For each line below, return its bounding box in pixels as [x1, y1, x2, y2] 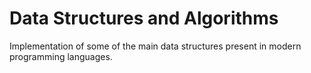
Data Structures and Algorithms [9, 7, 279, 30]
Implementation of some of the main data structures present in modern [9, 40, 302, 52]
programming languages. [9, 50, 113, 62]
